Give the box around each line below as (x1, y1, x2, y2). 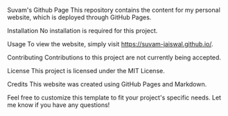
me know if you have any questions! (7, 101, 110, 109)
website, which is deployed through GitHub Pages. (7, 13, 152, 21)
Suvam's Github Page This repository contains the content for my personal (7, 6, 220, 14)
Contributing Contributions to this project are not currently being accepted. (7, 53, 222, 61)
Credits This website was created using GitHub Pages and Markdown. (7, 80, 207, 88)
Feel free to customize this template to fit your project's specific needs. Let (7, 93, 222, 101)
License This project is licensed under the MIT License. (7, 67, 165, 75)
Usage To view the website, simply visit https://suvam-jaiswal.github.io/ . (7, 40, 213, 48)
